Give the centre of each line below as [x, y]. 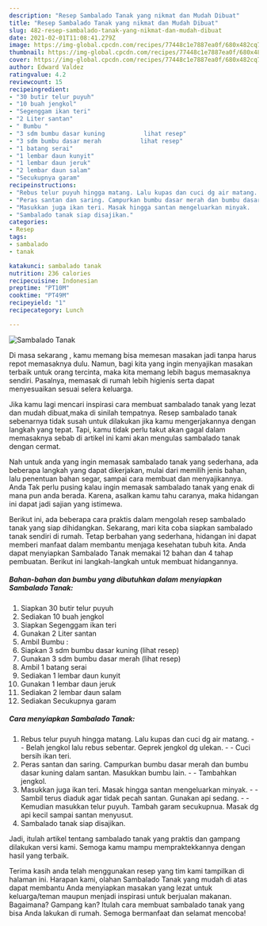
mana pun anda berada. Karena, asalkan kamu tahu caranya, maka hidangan [134, 495]
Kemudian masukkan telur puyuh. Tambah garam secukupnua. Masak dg [139, 806]
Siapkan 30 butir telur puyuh [67, 608]
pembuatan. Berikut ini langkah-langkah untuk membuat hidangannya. [124, 561]
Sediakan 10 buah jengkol [62, 617]
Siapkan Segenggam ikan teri [69, 624]
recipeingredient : [39, 89]
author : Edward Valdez [46, 67]
